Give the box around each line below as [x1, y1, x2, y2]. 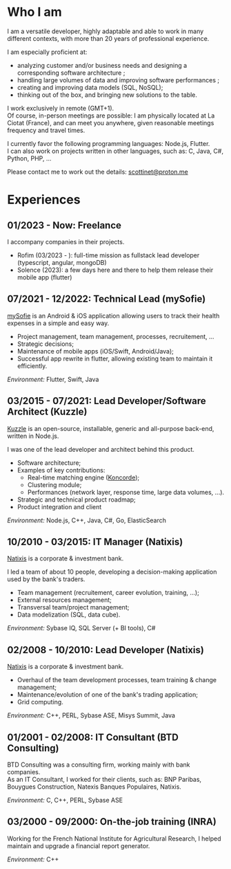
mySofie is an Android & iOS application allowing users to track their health [7, 311, 220, 320]
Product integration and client [17, 502, 102, 511]
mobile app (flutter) [17, 273, 72, 281]
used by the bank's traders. [7, 575, 86, 583]
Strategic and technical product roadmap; [17, 495, 136, 504]
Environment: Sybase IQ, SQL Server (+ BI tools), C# [7, 624, 156, 632]
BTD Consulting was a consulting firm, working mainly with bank [7, 760, 190, 769]
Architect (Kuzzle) [7, 406, 88, 418]
